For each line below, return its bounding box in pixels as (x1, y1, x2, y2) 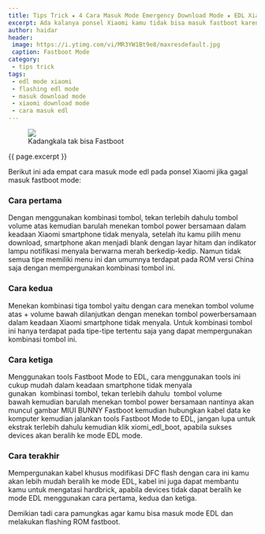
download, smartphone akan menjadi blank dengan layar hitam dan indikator (8, 238, 257, 248)
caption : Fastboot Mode (11, 48, 90, 56)
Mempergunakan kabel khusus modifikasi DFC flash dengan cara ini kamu (8, 469, 250, 478)
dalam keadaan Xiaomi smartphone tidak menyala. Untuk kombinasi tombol (8, 317, 252, 327)
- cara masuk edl (11, 107, 69, 115)
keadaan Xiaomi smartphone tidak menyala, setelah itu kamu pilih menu (8, 230, 241, 239)
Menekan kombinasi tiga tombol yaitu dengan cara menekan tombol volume (8, 301, 255, 310)
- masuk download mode (11, 92, 87, 100)
